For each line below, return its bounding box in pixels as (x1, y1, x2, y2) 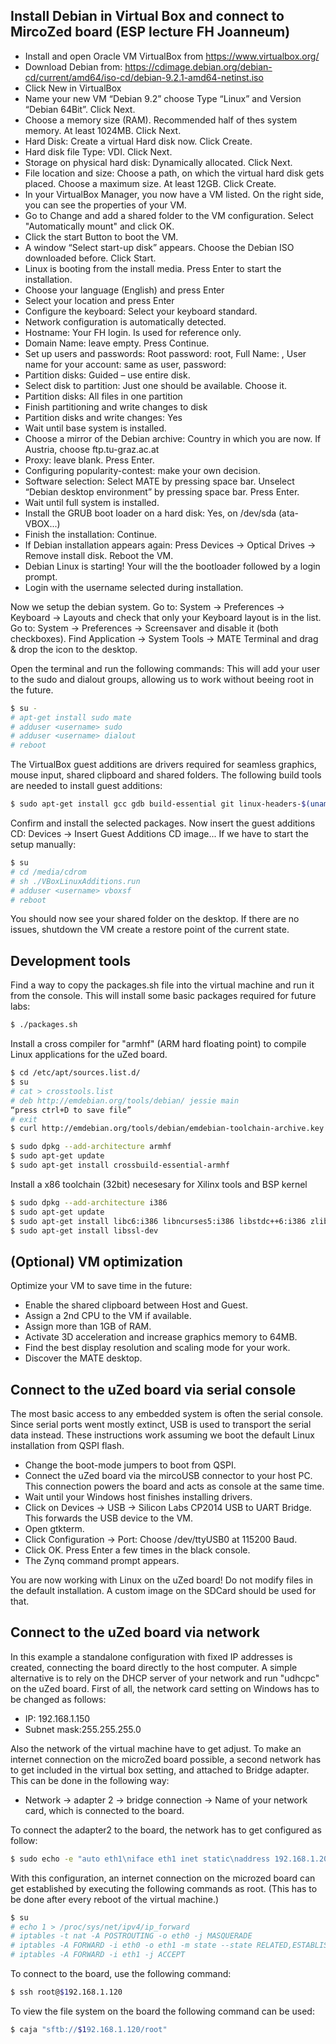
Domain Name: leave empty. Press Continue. (24, 337, 210, 349)
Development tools (10, 952, 131, 969)
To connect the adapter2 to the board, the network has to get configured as (10, 1824, 322, 1836)
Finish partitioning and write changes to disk (24, 400, 208, 413)
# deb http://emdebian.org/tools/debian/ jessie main (10, 1095, 240, 1106)
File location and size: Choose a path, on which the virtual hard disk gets (24, 167, 325, 179)
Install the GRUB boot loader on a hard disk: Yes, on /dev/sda (24, 507, 277, 519)
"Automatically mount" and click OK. (24, 220, 175, 232)
